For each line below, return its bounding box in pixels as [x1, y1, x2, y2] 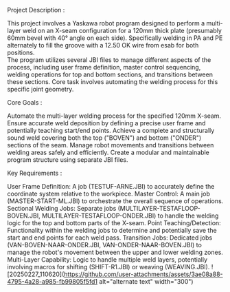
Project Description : [7, 6, 65, 14]
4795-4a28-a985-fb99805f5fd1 [7, 278, 98, 285]
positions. [7, 48, 35, 56]
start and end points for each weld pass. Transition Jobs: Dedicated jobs [7, 233, 213, 242]
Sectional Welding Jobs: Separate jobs [7, 205, 117, 212]
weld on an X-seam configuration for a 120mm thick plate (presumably [23, 27, 222, 34]
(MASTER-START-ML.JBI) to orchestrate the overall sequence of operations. [7, 197, 224, 205]
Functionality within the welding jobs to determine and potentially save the [7, 227, 218, 234]
